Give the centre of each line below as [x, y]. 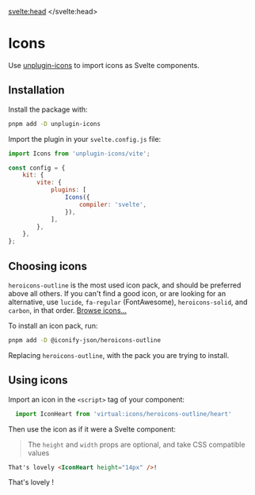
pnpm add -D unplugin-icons [55, 124]
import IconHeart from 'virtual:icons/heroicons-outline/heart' [124, 414]
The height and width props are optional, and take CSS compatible [136, 444]
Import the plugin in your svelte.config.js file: [85, 139]
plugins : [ [69, 190]
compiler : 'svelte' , [113, 204]
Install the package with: [48, 109]
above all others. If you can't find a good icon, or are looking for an [117, 293]
